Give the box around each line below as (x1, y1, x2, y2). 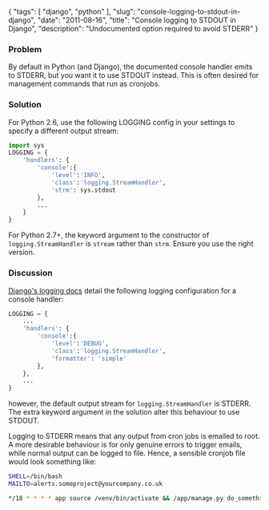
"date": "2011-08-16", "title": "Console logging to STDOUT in (37, 15, 236, 25)
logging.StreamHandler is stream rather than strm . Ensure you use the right (8, 239, 254, 249)
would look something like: (8, 457, 97, 467)
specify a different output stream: (8, 126, 118, 136)
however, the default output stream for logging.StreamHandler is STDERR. (8, 399, 251, 408)
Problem (8, 43, 42, 55)
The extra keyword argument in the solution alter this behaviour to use (8, 407, 240, 417)
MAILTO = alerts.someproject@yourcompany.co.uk (8, 480, 163, 488)
